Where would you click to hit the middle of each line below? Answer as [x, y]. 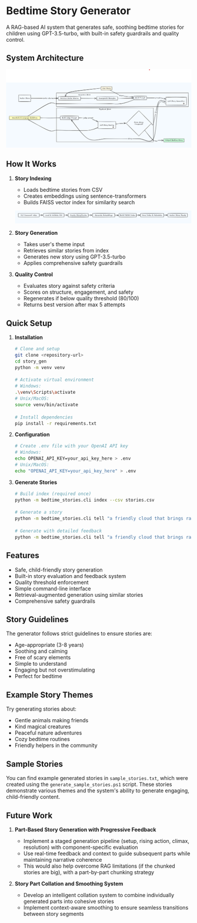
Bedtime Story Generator [69, 11]
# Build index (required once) [53, 494]
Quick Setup [29, 323]
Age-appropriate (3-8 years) [49, 645]
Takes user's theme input [54, 244]
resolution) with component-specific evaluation [81, 847]
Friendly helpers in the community [56, 745]
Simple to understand [41, 664]
